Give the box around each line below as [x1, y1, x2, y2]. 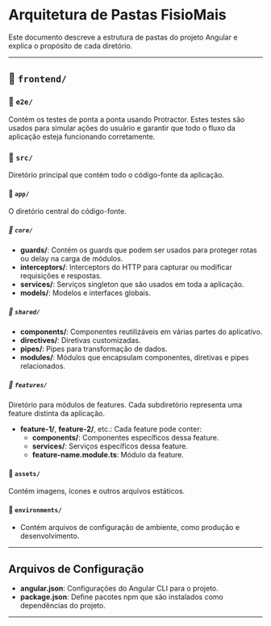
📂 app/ [8, 188, 30, 198]
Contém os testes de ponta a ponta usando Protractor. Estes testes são [8, 115, 245, 124]
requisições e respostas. [19, 271, 102, 281]
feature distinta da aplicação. [8, 409, 105, 419]
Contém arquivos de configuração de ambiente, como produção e [19, 523, 240, 532]
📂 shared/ [8, 307, 40, 316]
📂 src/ [8, 152, 34, 163]
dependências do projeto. [19, 601, 106, 611]
